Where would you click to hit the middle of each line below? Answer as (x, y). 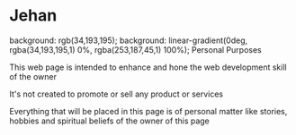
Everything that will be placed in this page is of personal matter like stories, (148, 111)
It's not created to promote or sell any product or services (116, 94)
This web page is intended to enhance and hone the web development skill (148, 67)
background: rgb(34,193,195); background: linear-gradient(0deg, (129, 40)
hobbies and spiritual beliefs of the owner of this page (109, 121)
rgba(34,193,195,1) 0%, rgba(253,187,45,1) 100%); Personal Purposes (136, 49)
